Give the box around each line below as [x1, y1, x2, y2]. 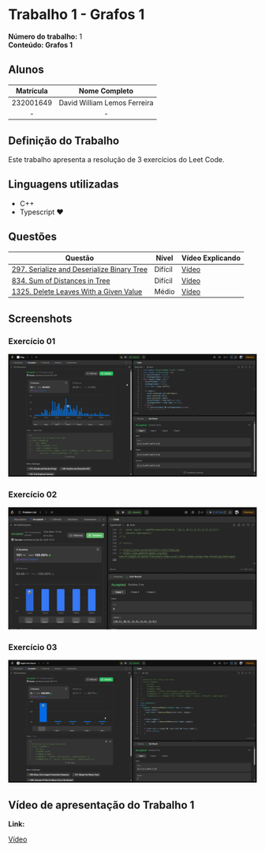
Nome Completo [78, 86, 134, 96]
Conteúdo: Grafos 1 [8, 40, 73, 49]
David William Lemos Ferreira [58, 97, 154, 108]
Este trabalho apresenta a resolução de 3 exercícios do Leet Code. [8, 155, 225, 165]
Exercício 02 [8, 489, 58, 500]
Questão [65, 253, 95, 263]
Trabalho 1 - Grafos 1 [8, 6, 145, 24]
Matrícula [15, 86, 49, 96]
